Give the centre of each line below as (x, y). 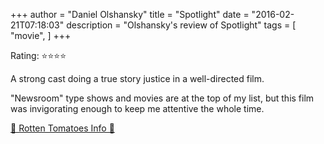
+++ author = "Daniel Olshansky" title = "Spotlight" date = (130, 14)
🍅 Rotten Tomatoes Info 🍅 (62, 128)
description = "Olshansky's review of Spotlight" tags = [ (181, 25)
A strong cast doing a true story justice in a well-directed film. (137, 78)
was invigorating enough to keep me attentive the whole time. (137, 108)
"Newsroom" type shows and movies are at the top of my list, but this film (162, 98)
